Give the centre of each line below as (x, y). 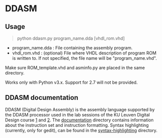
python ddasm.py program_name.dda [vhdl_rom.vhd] (71, 38)
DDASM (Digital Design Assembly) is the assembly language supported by (80, 109)
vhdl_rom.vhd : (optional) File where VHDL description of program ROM (84, 53)
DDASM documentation (42, 98)
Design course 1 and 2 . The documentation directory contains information (80, 120)
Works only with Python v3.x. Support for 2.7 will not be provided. (71, 82)
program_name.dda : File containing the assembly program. (72, 48)
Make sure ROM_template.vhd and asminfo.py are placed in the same (75, 68)
